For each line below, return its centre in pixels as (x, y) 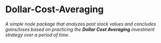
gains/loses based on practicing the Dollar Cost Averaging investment (80, 29)
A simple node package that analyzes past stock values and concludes (81, 24)
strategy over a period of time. (38, 35)
